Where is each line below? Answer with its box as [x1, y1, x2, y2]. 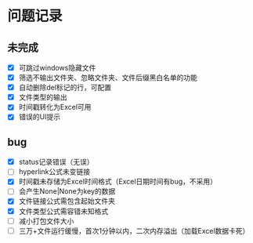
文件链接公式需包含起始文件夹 [18, 197, 115, 206]
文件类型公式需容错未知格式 [18, 206, 109, 216]
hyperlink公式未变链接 [18, 167, 91, 176]
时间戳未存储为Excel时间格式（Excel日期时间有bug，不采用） [18, 177, 217, 187]
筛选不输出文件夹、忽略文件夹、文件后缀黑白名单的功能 [18, 73, 197, 82]
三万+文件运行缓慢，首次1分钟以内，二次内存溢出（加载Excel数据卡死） [18, 226, 250, 235]
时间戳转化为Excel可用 [18, 103, 92, 112]
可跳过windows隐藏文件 [18, 63, 96, 72]
